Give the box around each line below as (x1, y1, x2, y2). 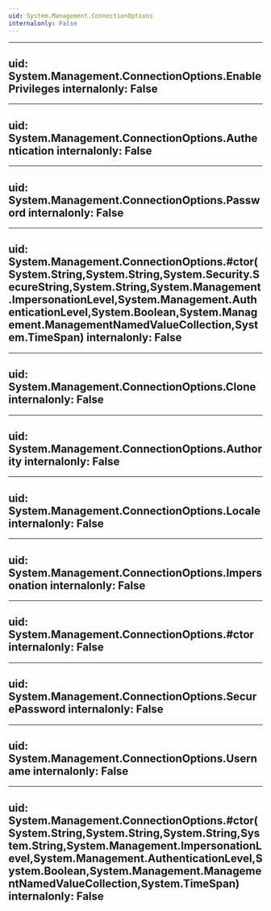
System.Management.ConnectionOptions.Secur (8, 690, 257, 704)
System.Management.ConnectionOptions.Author (8, 441, 262, 456)
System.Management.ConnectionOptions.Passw (8, 193, 261, 207)
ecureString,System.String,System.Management (8, 280, 261, 295)
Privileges (8, 81, 60, 95)
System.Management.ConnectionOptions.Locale (8, 504, 261, 517)
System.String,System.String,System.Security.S (8, 268, 261, 282)
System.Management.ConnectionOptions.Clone (8, 380, 256, 394)
